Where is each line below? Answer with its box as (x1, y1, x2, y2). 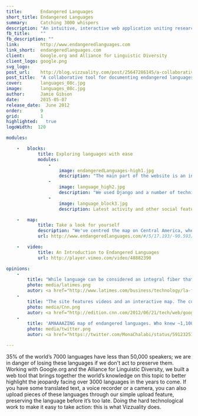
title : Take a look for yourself (37, 222, 120, 228)
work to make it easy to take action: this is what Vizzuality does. (6, 403, 161, 410)
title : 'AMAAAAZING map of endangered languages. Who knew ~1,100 (27, 321, 194, 327)
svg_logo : (6, 63, 31, 70)
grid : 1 (6, 113, 44, 119)
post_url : (6, 69, 31, 75)
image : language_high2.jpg (58, 184, 126, 190)
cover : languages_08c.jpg (6, 80, 85, 86)
